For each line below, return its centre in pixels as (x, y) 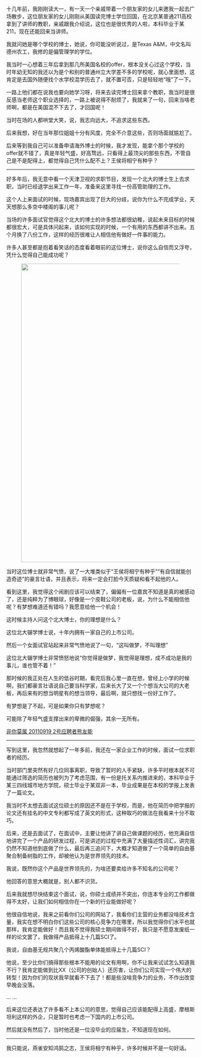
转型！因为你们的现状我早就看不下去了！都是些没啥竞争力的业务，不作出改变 (100, 977)
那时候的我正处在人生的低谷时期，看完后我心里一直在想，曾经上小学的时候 (98, 678)
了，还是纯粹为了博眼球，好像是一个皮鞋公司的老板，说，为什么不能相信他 (98, 599)
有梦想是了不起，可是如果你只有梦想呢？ (56, 706)
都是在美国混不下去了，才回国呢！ (64, 107)
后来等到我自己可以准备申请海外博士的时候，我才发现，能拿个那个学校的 (95, 145)
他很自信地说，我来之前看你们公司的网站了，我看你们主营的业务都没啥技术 (98, 914)
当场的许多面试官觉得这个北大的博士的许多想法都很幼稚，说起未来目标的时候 (100, 219)
